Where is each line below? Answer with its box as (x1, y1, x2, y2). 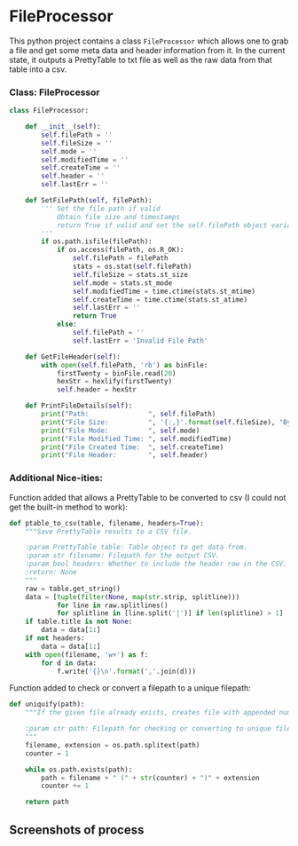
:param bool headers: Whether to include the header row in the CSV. (25, 559, 288, 569)
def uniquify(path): (9, 700, 86, 709)
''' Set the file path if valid (41, 204, 161, 213)
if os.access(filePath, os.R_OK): (56, 246, 184, 255)
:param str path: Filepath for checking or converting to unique (25, 724, 272, 733)
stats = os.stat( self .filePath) (72, 262, 192, 272)
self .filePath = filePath (72, 254, 169, 263)
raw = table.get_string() (25, 584, 122, 593)
